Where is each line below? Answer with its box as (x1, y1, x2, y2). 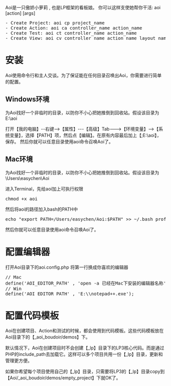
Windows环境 (5, 95, 49, 104)
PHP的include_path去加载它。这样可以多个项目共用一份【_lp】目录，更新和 (5, 351, 163, 357)
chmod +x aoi (5, 196, 38, 201)
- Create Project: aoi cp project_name (5, 20, 105, 25)
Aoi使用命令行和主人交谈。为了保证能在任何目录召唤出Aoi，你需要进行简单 (5, 72, 162, 78)
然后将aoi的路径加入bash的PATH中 (5, 206, 78, 212)
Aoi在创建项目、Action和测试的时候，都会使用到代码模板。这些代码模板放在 (5, 328, 164, 334)
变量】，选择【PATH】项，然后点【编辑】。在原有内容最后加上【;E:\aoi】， (9, 132, 162, 138)
